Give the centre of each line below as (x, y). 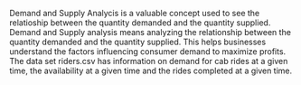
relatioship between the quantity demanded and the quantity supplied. (140, 23)
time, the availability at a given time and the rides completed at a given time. (151, 71)
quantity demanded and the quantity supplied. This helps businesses (138, 42)
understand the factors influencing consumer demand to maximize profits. (148, 52)
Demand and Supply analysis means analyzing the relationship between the (150, 32)
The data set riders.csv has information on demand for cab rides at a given (149, 61)
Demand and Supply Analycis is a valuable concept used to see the (135, 13)
